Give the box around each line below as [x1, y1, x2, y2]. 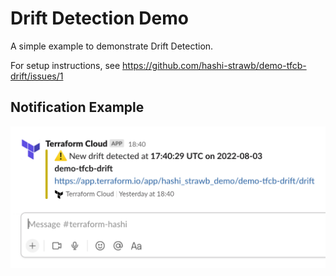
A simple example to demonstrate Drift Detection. [10, 40, 214, 52]
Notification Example [10, 99, 145, 116]
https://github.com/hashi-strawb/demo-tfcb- [122, 59, 307, 71]
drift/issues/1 [10, 70, 64, 82]
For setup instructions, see [10, 59, 121, 71]
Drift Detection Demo [10, 7, 189, 30]
